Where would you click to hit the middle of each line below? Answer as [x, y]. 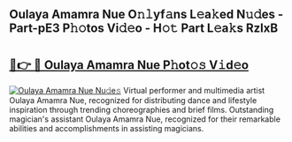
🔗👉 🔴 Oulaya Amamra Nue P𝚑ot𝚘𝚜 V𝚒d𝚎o [129, 65]
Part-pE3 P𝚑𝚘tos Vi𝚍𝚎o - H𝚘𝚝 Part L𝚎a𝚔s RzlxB [144, 29]
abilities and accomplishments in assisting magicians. [107, 128]
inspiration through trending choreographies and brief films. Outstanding [142, 110]
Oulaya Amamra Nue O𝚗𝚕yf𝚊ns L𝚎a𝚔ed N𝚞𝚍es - [146, 15]
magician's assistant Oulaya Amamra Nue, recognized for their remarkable [145, 119]
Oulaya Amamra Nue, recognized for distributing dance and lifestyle [133, 100]
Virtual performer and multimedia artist [194, 90]
